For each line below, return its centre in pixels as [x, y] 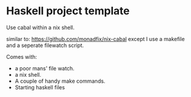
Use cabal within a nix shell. [40, 27]
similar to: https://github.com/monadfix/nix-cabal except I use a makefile [95, 39]
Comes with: [22, 57]
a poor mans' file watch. [44, 68]
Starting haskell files [40, 87]
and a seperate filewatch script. [45, 45]
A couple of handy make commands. [60, 81]
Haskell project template [68, 11]
